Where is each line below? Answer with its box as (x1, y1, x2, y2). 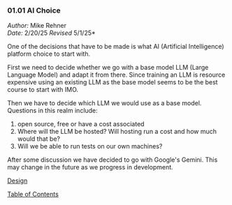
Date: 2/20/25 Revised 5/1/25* (7, 29, 96, 37)
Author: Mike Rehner (7, 22, 66, 30)
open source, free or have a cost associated (17, 120, 145, 128)
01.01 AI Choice (7, 6, 61, 15)
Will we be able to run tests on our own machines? (17, 142, 163, 151)
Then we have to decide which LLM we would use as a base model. (7, 99, 202, 107)
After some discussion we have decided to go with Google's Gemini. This (7, 155, 218, 164)
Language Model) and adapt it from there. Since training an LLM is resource (7, 70, 226, 79)
